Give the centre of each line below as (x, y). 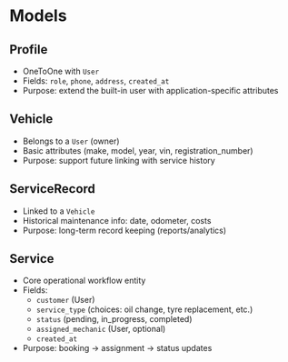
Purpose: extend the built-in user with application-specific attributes (150, 90)
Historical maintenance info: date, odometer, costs (117, 220)
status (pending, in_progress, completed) (114, 319)
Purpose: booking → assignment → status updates (117, 348)
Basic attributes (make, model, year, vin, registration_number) (138, 150)
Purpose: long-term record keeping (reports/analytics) (124, 230)
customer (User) (65, 300)
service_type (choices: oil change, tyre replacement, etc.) (144, 309)
